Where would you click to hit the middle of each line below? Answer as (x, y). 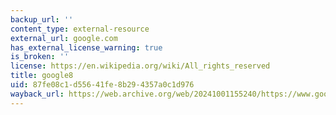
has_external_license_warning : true (86, 47)
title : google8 (42, 76)
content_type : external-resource (80, 29)
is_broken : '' (40, 57)
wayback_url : (37, 94)
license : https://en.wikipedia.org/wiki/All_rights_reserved (140, 66)
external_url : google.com (64, 38)
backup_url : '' (42, 19)
